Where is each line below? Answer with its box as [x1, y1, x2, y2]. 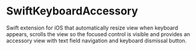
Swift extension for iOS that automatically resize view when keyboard [6, 24, 179, 31]
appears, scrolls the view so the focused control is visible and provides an [6, 30, 191, 37]
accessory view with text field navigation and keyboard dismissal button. [6, 37, 187, 44]
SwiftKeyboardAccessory [6, 4, 139, 18]
